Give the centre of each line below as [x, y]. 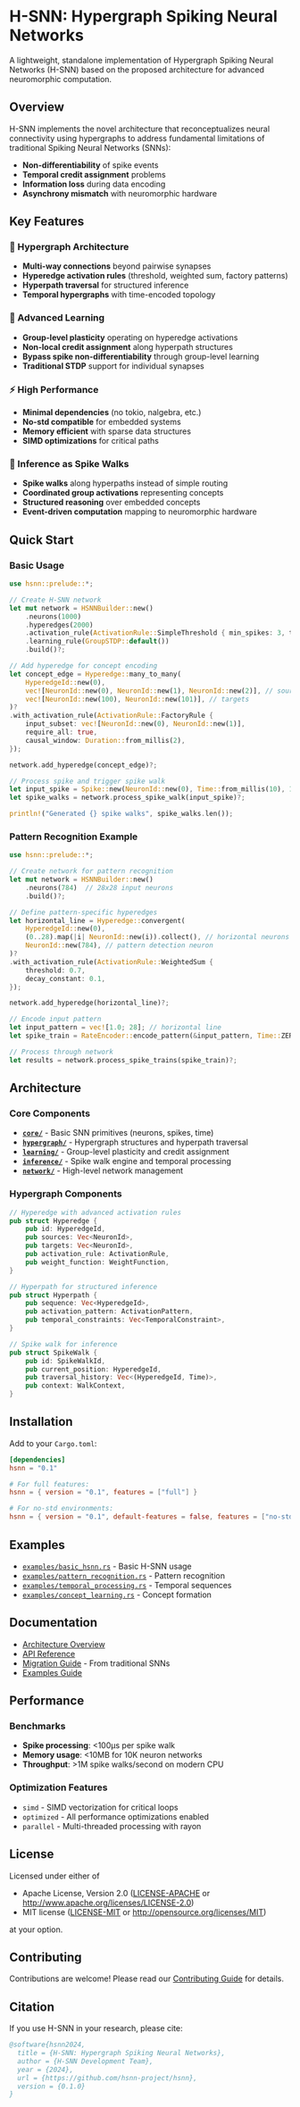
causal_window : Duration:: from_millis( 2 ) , [105, 740]
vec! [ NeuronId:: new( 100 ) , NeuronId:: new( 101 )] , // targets [137, 699]
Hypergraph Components [66, 1194]
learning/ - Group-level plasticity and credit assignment [125, 1152]
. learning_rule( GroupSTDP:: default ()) [97, 641]
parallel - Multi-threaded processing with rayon [112, 1826]
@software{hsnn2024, [48, 2045]
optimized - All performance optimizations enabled [116, 1816]
